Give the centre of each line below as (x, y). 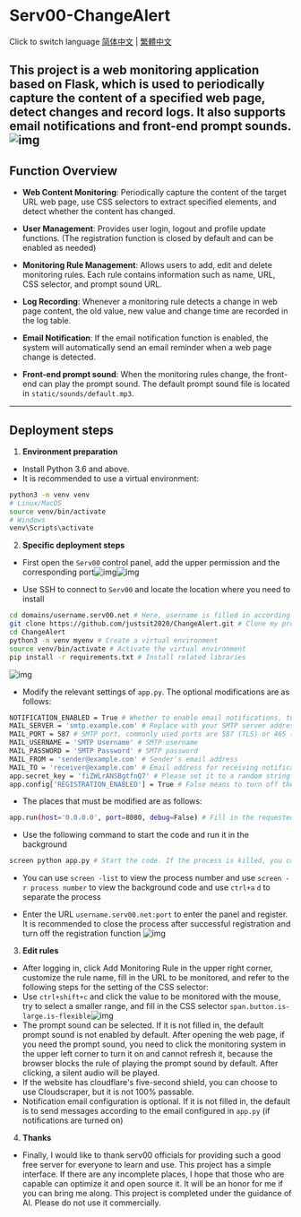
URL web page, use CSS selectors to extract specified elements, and (150, 202)
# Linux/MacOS (36, 503)
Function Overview (64, 171)
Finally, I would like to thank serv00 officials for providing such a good (151, 1155)
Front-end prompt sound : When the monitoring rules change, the (143, 375)
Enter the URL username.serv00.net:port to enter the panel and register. (155, 914)
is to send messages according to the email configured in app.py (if (146, 1111)
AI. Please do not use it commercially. (91, 1203)
